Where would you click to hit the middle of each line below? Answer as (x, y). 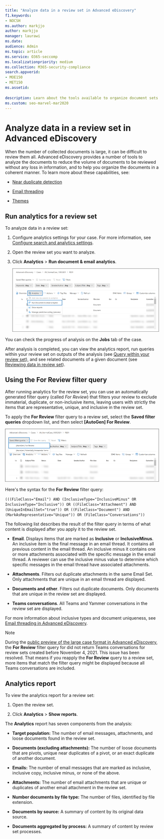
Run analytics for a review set (51, 216)
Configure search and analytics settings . (53, 243)
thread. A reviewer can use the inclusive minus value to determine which (85, 559)
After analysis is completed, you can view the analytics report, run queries (80, 349)
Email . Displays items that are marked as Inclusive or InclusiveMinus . (83, 539)
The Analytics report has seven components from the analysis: (69, 724)
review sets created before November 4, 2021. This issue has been (72, 653)
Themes (20, 201)
